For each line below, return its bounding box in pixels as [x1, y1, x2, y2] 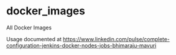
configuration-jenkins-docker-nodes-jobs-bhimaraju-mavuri [6, 42, 157, 49]
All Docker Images [6, 24, 52, 31]
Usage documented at [6, 35, 62, 42]
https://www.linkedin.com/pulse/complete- [62, 35, 170, 42]
